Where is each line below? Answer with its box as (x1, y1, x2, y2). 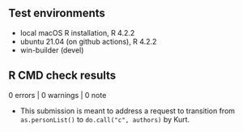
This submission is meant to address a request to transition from (19, 105, 236, 116)
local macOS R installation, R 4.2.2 (19, 28, 135, 37)
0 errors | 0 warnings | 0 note (8, 90, 107, 100)
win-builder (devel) (19, 45, 84, 55)
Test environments (8, 6, 105, 20)
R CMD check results (8, 69, 117, 83)
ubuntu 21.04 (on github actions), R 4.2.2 (19, 36, 157, 46)
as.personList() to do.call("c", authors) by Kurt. (19, 114, 190, 124)
